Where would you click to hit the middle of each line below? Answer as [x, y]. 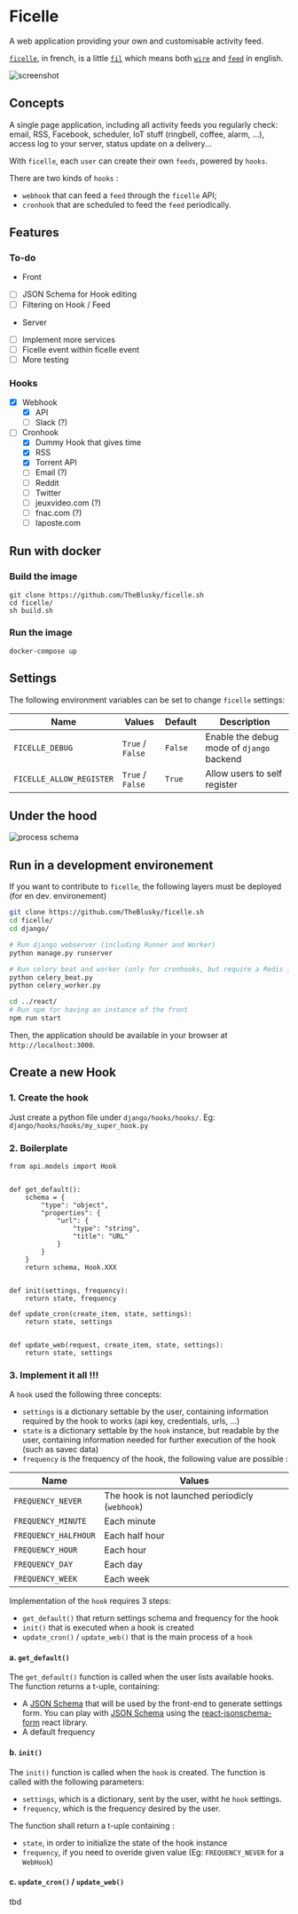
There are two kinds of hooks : [64, 178]
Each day [124, 1565]
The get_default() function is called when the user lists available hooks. [142, 1677]
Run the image [41, 632]
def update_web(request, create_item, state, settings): [117, 1345]
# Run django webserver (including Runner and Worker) [113, 945]
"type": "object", [75, 1205]
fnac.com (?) [59, 512]
